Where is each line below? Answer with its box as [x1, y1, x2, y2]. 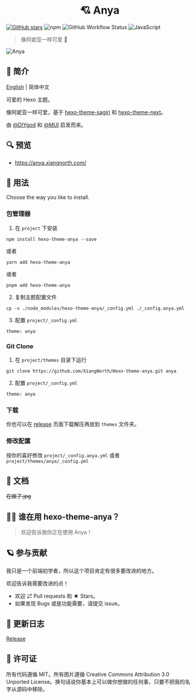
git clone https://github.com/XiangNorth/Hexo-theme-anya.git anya [6, 368, 177, 374]
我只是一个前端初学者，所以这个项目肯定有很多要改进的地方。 [6, 567, 157, 574]
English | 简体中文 [6, 83, 50, 90]
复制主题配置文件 [14, 293, 57, 301]
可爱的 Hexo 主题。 [6, 96, 53, 103]
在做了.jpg [6, 492, 31, 500]
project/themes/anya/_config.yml [6, 458, 89, 464]
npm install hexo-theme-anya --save [6, 236, 97, 242]
